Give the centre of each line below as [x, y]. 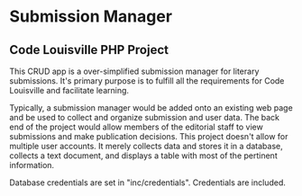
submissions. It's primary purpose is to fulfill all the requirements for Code [147, 81]
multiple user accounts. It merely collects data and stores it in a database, [146, 146]
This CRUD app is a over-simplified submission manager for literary [134, 71]
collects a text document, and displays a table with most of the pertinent [143, 156]
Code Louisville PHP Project [89, 50]
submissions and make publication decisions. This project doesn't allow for [149, 136]
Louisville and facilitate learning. [69, 90]
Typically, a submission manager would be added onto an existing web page [151, 108]
